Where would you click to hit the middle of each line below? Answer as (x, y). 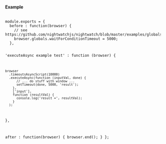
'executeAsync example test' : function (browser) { (61, 56)
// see (21, 30)
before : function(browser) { (41, 26)
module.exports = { (25, 22)
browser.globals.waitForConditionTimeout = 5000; (66, 39)
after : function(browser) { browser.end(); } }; (57, 137)
